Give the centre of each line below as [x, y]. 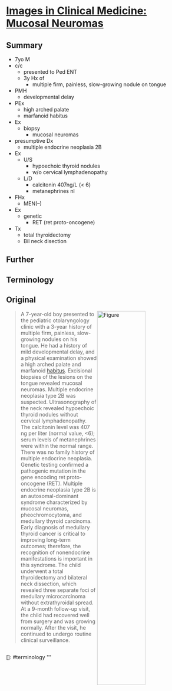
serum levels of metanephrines [58, 439]
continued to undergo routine [56, 634]
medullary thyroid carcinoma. [56, 521]
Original [21, 300]
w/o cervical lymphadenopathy [70, 172]
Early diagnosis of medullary [55, 527]
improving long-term [45, 540]
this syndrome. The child [51, 565]
